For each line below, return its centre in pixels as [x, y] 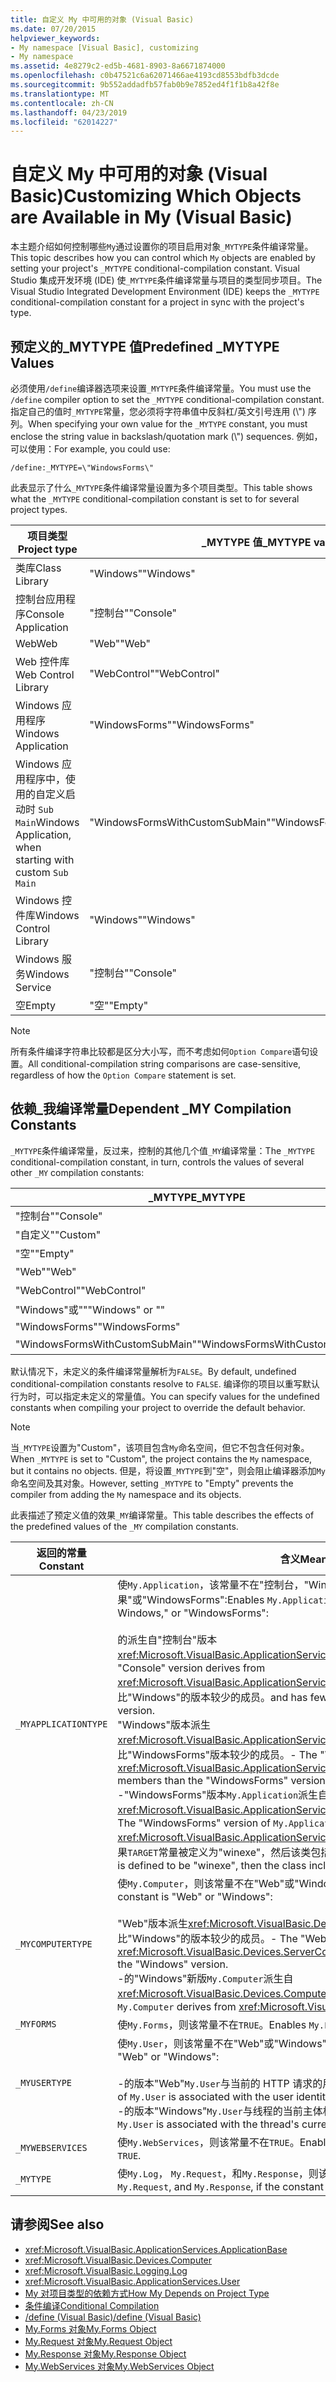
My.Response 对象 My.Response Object [105, 2353]
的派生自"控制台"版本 [167, 1639]
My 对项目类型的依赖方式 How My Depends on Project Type [147, 2293]
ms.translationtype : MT [60, 94]
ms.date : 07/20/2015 [53, 29]
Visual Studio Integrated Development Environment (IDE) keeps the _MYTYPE [165, 292]
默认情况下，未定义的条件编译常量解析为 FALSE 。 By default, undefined [153, 1371]
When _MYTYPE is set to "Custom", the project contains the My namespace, [161, 1458]
